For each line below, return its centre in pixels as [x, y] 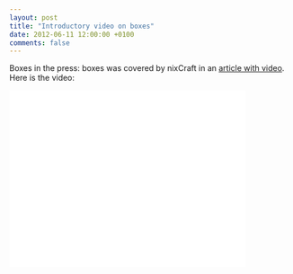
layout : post [34, 18]
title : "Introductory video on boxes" [82, 26]
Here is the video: [42, 78]
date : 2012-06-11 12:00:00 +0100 [72, 34]
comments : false [40, 43]
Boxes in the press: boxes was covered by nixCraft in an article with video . [147, 68]
